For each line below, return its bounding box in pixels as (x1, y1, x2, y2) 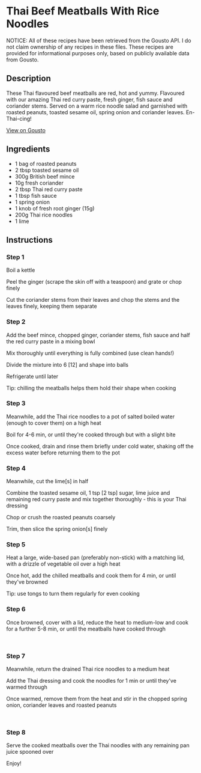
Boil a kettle (6, 266, 35, 274)
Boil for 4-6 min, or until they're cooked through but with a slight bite (6, 431, 176, 438)
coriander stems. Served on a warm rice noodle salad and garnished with (6, 102, 188, 109)
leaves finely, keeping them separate (6, 302, 97, 310)
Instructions (6, 234, 53, 245)
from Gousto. (6, 56, 39, 63)
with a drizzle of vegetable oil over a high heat (6, 560, 121, 567)
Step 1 (6, 252, 25, 261)
